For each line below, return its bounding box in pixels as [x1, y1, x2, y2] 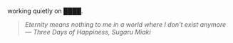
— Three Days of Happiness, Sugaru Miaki [24, 28, 151, 36]
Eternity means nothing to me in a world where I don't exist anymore [24, 20, 227, 28]
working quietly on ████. [7, 7, 83, 15]
